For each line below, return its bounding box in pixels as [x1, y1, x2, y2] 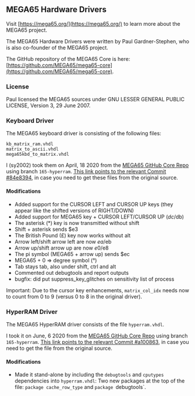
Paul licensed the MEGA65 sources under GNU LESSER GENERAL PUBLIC [6, 96, 185, 103]
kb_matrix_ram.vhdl [6, 141, 54, 147]
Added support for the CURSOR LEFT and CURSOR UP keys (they [14, 200, 174, 207]
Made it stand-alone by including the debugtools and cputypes [14, 371, 164, 378]
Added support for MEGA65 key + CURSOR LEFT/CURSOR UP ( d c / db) [14, 213, 184, 220]
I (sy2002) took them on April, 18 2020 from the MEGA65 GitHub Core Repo [6, 162, 189, 169]
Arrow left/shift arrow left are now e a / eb [14, 238, 112, 245]
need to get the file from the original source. [6, 344, 112, 351]
